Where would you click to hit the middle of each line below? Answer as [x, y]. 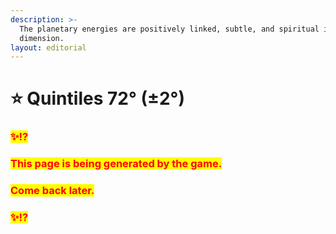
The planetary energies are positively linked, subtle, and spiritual [169, 29]
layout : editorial [48, 47]
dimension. [42, 38]
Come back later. [52, 191]
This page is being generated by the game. [116, 164]
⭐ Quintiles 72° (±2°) [97, 98]
